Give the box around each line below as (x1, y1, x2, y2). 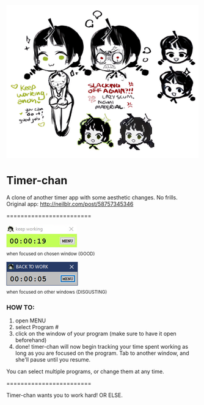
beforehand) (15, 336, 47, 344)
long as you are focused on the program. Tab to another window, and (15, 349, 189, 357)
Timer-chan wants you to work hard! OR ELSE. (6, 391, 123, 399)
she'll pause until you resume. (15, 355, 91, 363)
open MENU (15, 317, 46, 324)
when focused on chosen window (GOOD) (6, 250, 95, 257)
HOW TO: (6, 303, 35, 311)
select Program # (15, 323, 59, 330)
